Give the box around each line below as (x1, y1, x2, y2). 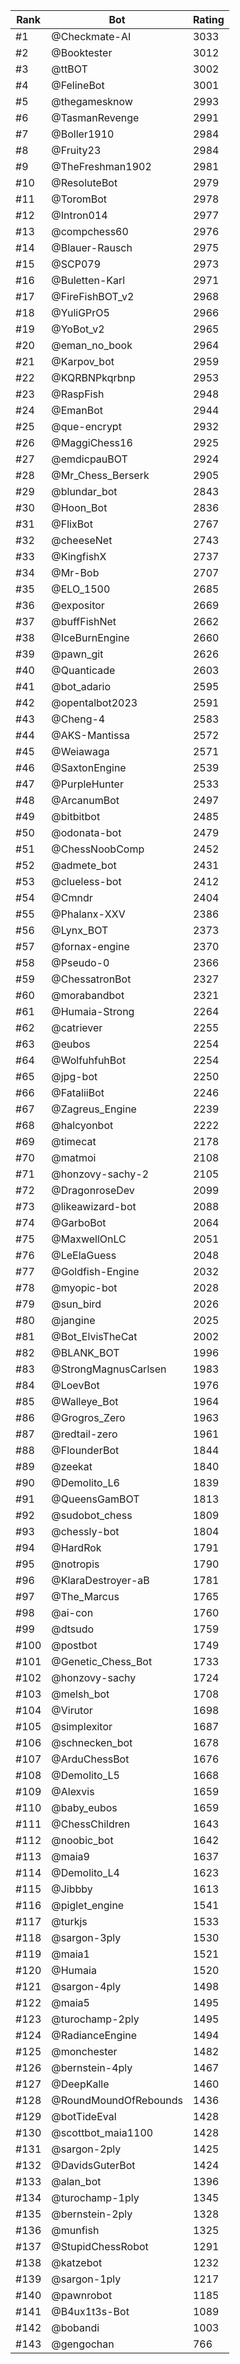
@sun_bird (51, 1297, 102, 1311)
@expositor (51, 599, 105, 612)
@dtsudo (51, 1622, 95, 1636)
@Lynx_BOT (51, 924, 109, 937)
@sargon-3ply (51, 1931, 122, 1944)
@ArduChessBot (51, 1752, 130, 1766)
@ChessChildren (51, 1817, 131, 1831)
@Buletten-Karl (51, 274, 126, 287)
